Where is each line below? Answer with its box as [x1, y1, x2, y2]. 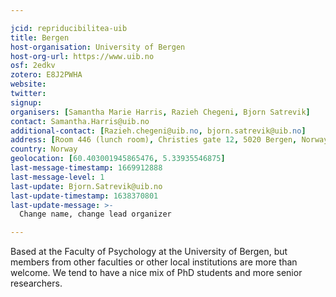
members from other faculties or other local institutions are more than [10, 256, 298, 268]
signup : [10, 97, 43, 108]
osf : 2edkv [10, 61, 56, 71]
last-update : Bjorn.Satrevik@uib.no [10, 181, 163, 191]
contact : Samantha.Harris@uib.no [10, 116, 150, 126]
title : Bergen [10, 32, 70, 43]
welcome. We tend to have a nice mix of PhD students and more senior [10, 267, 303, 279]
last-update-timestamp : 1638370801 [10, 191, 159, 201]
